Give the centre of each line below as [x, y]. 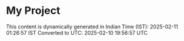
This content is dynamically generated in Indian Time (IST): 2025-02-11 [92, 27]
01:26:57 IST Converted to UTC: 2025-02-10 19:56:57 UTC [77, 32]
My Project [33, 11]
